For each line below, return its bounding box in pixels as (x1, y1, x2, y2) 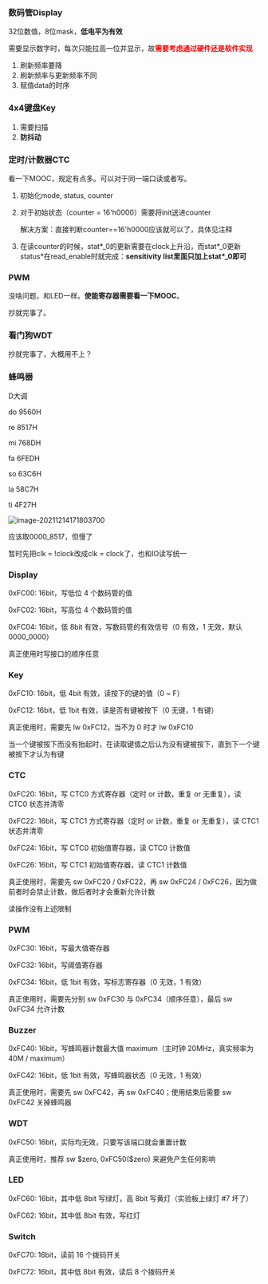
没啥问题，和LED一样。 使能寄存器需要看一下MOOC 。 (8, 291, 184, 301)
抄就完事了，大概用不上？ (8, 350, 93, 359)
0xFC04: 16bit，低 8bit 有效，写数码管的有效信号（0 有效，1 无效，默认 (8, 622, 243, 632)
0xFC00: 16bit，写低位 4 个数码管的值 (8, 588, 133, 598)
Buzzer (8, 1024, 37, 1035)
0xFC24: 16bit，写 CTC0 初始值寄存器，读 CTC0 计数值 (8, 843, 191, 852)
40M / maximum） (8, 1053, 69, 1063)
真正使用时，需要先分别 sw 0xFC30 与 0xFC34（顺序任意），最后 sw (8, 994, 233, 1003)
